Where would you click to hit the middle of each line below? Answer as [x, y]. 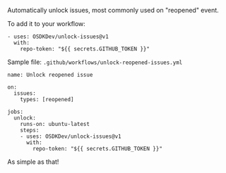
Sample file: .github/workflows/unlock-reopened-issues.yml [95, 62]
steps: [30, 130]
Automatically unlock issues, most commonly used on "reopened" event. [113, 10]
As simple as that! [33, 162]
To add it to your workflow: [47, 24]
